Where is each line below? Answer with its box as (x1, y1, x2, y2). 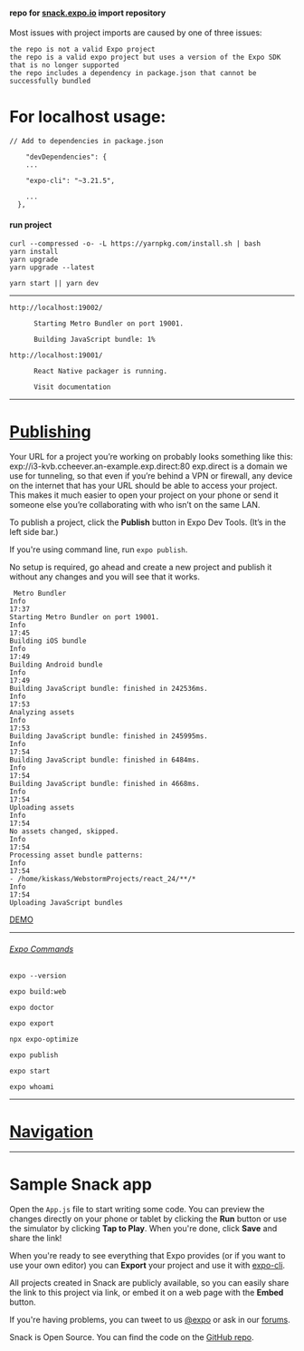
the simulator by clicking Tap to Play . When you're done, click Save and (9, 1223, 278, 1234)
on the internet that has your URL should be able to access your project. (9, 481, 278, 491)
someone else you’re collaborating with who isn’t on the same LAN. (9, 500, 261, 510)
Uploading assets (9, 803, 75, 812)
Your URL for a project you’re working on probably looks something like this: (9, 452, 294, 462)
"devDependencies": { (25, 152, 107, 162)
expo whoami (9, 1083, 54, 1092)
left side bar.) (9, 527, 59, 538)
